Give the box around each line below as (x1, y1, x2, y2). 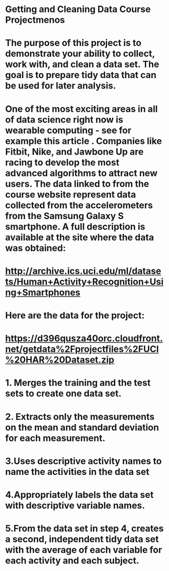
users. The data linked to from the (5, 178, 149, 189)
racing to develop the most (5, 157, 120, 168)
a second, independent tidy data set (5, 534, 159, 545)
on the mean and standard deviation (5, 421, 159, 433)
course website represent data (5, 189, 136, 200)
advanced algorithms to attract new (5, 167, 157, 179)
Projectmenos (5, 14, 65, 26)
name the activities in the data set (5, 466, 149, 477)
